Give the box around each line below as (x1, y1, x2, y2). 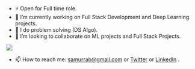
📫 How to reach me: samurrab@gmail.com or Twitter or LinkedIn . (14, 56, 180, 63)
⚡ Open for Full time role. (14, 5, 77, 12)
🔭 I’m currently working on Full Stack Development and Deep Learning (14, 14, 190, 20)
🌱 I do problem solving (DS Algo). (14, 26, 98, 33)
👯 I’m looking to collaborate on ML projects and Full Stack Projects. (14, 32, 181, 40)
